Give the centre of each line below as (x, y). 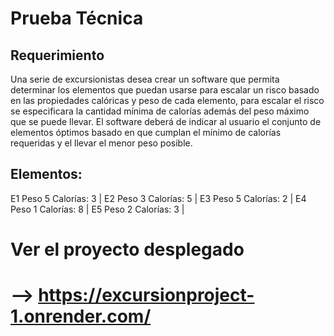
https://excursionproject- (146, 295)
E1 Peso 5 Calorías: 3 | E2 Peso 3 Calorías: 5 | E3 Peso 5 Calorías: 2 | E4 (158, 198)
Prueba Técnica (77, 18)
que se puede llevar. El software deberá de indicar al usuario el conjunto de (166, 121)
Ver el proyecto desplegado (127, 249)
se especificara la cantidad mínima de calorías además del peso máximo (160, 111)
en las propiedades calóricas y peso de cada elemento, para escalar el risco (167, 100)
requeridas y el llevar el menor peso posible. (101, 143)
